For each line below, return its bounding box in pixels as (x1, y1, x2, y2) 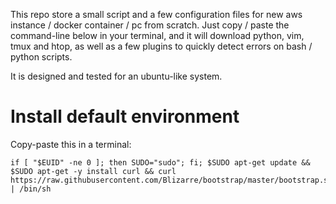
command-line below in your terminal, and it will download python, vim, (10, 30, 305, 41)
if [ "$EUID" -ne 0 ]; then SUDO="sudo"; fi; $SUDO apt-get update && (10, 157, 311, 168)
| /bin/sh (10, 184, 52, 194)
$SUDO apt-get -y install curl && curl (10, 166, 177, 176)
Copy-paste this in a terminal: (10, 138, 132, 150)
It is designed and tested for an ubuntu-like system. (10, 70, 223, 82)
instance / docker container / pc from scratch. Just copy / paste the (10, 19, 290, 31)
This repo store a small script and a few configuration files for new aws (10, 9, 303, 20)
